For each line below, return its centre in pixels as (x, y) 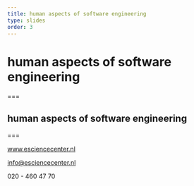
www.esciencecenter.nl (42, 149)
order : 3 (20, 27)
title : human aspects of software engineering (77, 14)
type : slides (26, 20)
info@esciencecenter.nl (42, 163)
